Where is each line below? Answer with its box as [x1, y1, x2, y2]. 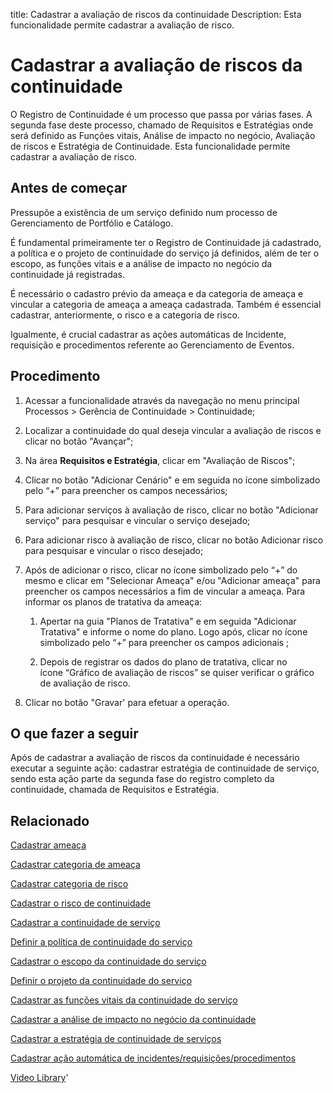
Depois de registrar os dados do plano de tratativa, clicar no [39, 655, 288, 668]
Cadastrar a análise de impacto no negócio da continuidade [10, 1014, 257, 1026]
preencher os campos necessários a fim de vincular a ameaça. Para [24, 585, 306, 597]
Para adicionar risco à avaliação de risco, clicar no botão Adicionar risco [24, 534, 324, 546]
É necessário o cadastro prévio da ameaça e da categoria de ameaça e [10, 287, 304, 299]
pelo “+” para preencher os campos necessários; [24, 484, 228, 496]
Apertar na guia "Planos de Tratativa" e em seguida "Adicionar [39, 615, 297, 627]
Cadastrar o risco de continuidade [10, 897, 152, 909]
